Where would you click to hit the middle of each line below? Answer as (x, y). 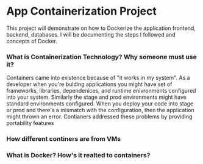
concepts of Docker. (32, 41)
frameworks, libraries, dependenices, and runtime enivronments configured (101, 91)
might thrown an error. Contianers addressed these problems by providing (99, 116)
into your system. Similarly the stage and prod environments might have (97, 97)
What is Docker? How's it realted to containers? (78, 155)
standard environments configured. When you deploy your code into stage (100, 104)
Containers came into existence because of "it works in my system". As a (98, 78)
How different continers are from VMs (63, 139)
